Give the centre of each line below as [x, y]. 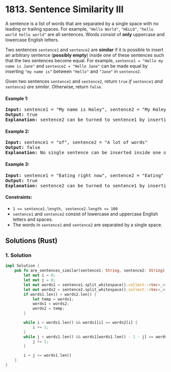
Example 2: [17, 131]
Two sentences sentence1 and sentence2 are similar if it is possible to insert [84, 49]
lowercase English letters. [32, 40]
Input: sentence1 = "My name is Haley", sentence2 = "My [78, 110]
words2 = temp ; [49, 309]
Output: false [23, 147]
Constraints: [19, 197]
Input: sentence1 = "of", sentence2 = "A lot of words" [76, 142]
